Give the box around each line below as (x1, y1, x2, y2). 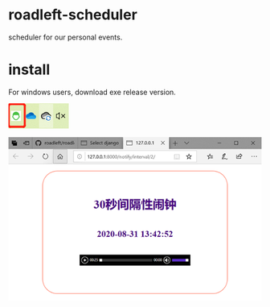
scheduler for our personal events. (8, 32, 123, 42)
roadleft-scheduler (8, 6, 138, 24)
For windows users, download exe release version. (8, 87, 177, 97)
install (8, 60, 51, 79)
